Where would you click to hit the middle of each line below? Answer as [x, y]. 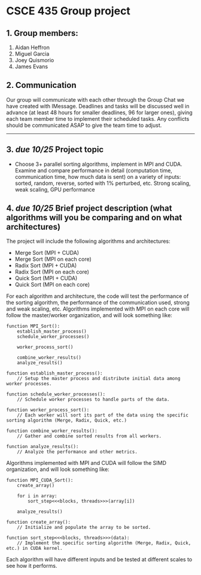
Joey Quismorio [34, 60]
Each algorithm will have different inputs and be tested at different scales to [99, 559]
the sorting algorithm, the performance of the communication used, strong [98, 303]
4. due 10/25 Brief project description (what [89, 209]
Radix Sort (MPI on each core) [52, 272]
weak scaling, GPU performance [55, 189]
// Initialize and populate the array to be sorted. [84, 528]
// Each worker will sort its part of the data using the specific [103, 415]
